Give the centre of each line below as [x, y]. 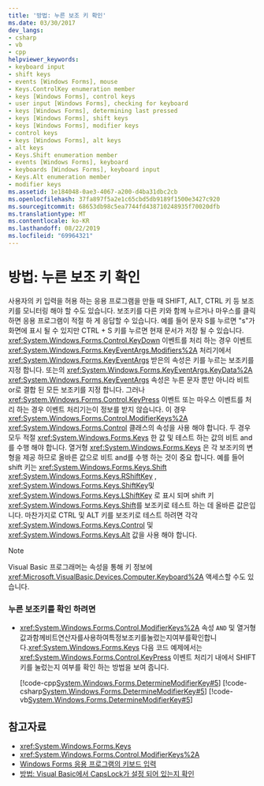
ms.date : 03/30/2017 [42, 23]
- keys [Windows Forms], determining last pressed [93, 111]
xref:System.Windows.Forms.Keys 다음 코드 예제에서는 [115, 648]
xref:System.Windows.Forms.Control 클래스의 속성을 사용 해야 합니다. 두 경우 [129, 427]
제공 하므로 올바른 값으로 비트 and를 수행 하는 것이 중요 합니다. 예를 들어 [134, 457]
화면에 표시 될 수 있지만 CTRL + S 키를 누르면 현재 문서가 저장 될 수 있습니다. [126, 330]
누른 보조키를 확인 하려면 [52, 609]
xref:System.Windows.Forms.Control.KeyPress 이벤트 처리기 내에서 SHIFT [138, 657]
